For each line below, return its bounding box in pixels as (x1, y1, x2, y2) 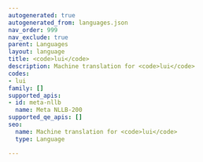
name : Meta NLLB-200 (15, 106, 83, 114)
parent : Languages (8, 41, 68, 49)
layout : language (8, 48, 65, 56)
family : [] (8, 84, 44, 92)
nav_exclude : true (8, 33, 68, 41)
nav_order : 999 (8, 26, 58, 34)
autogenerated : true (8, 11, 76, 20)
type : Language (15, 135, 65, 143)
